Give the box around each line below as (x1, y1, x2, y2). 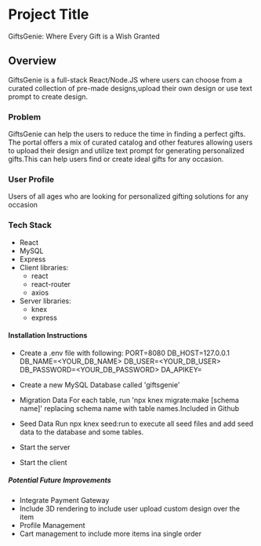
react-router (31, 279, 71, 288)
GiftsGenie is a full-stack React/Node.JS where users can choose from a (8, 75, 243, 84)
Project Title (8, 5, 89, 24)
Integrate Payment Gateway (19, 495, 110, 504)
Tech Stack (8, 220, 53, 231)
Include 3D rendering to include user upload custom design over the (19, 504, 241, 513)
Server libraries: (19, 296, 72, 306)
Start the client (19, 457, 68, 467)
